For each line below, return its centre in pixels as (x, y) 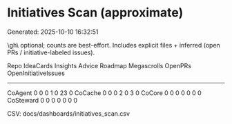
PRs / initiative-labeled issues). (51, 52)
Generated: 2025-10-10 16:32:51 (53, 32)
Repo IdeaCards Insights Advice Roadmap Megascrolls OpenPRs (99, 65)
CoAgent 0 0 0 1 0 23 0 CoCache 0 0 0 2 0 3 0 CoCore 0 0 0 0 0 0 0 (104, 93)
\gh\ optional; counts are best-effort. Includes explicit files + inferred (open (114, 45)
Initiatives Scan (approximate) (95, 13)
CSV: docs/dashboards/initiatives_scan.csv (68, 113)
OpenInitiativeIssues (36, 73)
